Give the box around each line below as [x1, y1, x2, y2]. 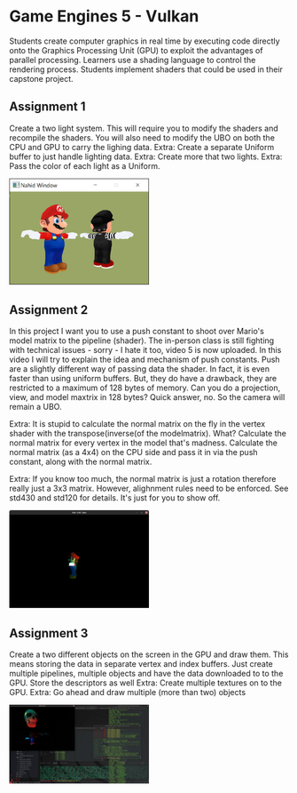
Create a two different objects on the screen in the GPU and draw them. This [9, 649, 289, 660]
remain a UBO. [9, 401, 62, 412]
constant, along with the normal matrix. [9, 456, 152, 467]
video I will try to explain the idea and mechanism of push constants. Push [9, 354, 281, 364]
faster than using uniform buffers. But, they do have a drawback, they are [9, 372, 277, 383]
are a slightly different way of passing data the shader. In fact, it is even [9, 363, 270, 374]
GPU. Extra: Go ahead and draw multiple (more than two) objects [9, 687, 246, 698]
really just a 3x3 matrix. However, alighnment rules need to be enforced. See [9, 483, 289, 493]
